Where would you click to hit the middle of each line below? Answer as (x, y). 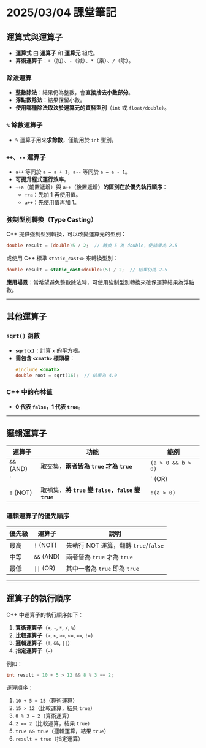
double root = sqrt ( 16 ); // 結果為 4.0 (66, 375)
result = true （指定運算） (49, 739)
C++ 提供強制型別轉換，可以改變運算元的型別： (67, 234)
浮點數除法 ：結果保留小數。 (50, 100)
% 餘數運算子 (25, 125)
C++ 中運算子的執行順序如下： (45, 614)
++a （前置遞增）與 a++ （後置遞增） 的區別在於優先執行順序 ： (91, 187)
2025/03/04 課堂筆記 (61, 13)
